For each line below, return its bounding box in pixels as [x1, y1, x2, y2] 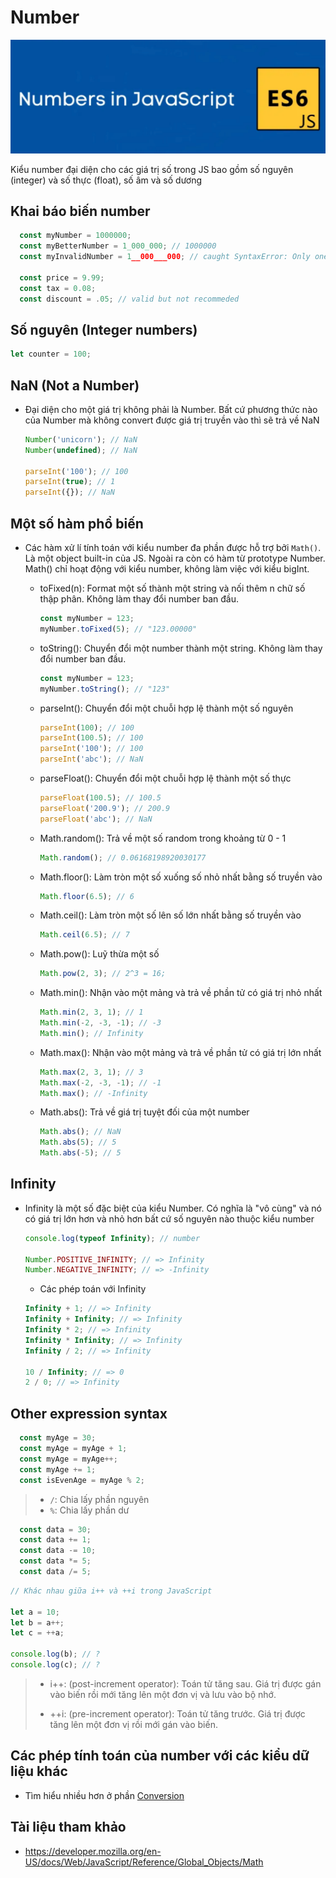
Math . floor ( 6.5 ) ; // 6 [39, 891, 135, 901]
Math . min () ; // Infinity [39, 1028, 144, 1038]
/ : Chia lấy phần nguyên [49, 1493, 150, 1505]
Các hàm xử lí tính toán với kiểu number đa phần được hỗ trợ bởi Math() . [24, 542, 322, 554]
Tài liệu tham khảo [10, 1819, 127, 1836]
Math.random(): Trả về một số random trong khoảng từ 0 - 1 [39, 832, 287, 844]
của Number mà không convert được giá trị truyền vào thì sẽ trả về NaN [24, 414, 320, 426]
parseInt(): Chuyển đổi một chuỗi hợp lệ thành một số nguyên [39, 702, 294, 714]
